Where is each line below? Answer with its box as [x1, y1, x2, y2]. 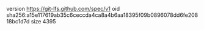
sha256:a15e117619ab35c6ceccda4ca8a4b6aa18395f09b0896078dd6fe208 [6, 11, 199, 19]
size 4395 [31, 18, 56, 25]
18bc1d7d [6, 18, 30, 25]
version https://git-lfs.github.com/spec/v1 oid [6, 5, 120, 12]
